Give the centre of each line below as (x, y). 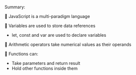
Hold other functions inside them (45, 68)
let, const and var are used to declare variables (59, 35)
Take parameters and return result (46, 63)
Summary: (15, 7)
